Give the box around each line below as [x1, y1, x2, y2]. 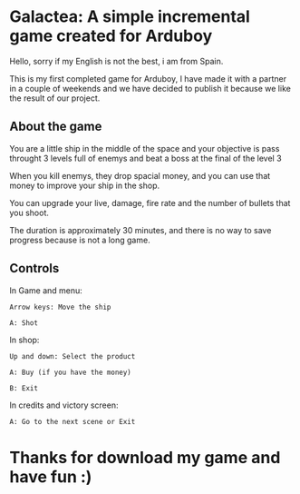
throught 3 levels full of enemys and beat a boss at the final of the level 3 [9, 153, 283, 163]
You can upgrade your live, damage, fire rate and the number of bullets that [9, 197, 291, 208]
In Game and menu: [9, 284, 83, 296]
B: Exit [9, 383, 39, 392]
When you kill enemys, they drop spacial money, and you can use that [9, 170, 271, 181]
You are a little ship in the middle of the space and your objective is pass [9, 143, 280, 153]
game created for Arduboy [9, 25, 213, 46]
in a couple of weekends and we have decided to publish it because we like [9, 83, 292, 94]
